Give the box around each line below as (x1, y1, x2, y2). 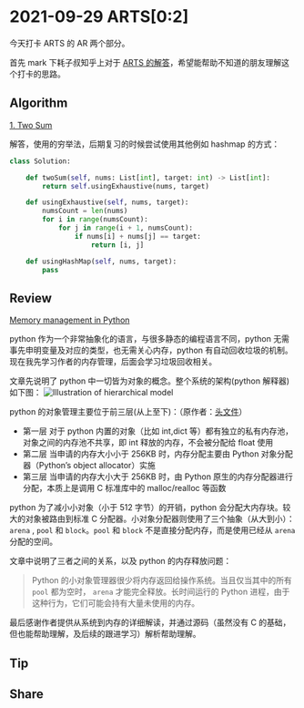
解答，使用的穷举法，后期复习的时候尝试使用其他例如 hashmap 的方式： (9, 139, 280, 149)
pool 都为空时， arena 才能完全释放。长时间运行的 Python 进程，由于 (31, 586, 290, 598)
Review (9, 290, 53, 306)
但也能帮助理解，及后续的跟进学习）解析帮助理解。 (9, 629, 201, 640)
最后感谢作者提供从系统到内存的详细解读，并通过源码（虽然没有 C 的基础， (9, 617, 291, 628)
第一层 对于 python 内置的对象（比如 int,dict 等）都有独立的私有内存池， (22, 426, 294, 436)
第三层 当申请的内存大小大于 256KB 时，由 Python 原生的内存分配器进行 (22, 471, 294, 482)
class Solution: (9, 157, 71, 166)
